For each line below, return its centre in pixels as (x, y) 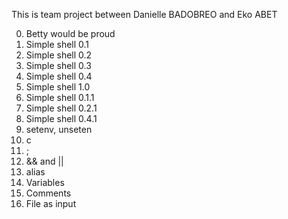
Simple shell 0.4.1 (61, 118)
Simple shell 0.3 (58, 65)
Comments (48, 193)
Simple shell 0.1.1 (60, 97)
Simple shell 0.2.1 (61, 108)
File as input (51, 203)
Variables (45, 182)
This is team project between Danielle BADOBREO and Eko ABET (144, 14)
